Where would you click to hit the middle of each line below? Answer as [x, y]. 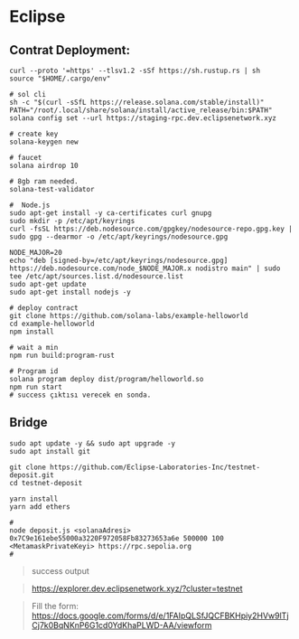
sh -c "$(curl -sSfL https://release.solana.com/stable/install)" [137, 102]
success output [61, 570]
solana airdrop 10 [44, 165]
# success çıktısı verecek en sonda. [80, 395]
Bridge [28, 423]
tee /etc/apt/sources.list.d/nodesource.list [96, 277]
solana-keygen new [44, 142]
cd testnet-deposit [46, 483]
